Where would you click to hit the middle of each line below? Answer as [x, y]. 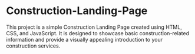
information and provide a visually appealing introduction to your [85, 39]
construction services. [33, 46]
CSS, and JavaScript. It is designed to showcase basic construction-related [98, 33]
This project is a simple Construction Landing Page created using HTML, [94, 27]
